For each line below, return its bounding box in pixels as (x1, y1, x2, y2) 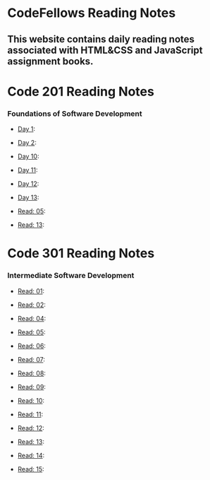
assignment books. (7, 55, 94, 67)
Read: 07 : (17, 355, 46, 363)
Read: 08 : (17, 369, 46, 377)
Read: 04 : (17, 314, 47, 322)
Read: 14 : (17, 451, 45, 459)
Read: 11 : (17, 410, 44, 418)
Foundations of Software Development (7, 108, 142, 118)
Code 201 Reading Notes (7, 83, 155, 100)
